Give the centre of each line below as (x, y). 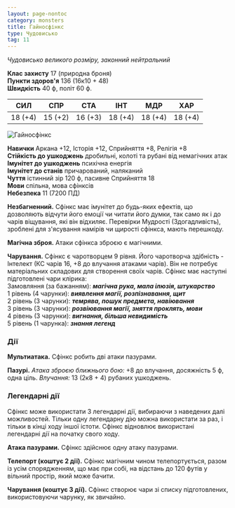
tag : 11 (19, 40)
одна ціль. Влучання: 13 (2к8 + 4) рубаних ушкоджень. (89, 378)
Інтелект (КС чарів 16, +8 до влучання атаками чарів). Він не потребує (113, 264)
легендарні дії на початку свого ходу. (63, 434)
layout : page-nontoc (38, 14)
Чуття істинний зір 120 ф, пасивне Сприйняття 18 (81, 178)
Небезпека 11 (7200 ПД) (44, 193)
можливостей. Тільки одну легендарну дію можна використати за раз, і (115, 419)
